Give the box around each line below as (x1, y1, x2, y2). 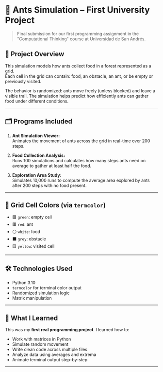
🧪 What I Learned (5, 314, 58, 322)
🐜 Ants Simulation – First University (5, 4, 150, 16)
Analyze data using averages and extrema (12, 352, 97, 357)
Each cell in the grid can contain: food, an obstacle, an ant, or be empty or (5, 73, 153, 79)
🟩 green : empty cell (12, 214, 52, 220)
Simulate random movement (12, 341, 69, 347)
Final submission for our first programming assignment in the (16, 31, 139, 36)
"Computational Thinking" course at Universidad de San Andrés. (16, 36, 146, 42)
